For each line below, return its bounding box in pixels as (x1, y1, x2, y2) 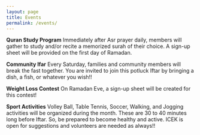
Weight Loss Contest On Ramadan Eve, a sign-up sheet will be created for (6, 85, 191, 92)
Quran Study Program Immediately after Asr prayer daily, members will (6, 37, 182, 44)
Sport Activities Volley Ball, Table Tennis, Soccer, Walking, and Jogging (6, 103, 184, 110)
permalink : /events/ (6, 20, 58, 26)
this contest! (6, 91, 37, 99)
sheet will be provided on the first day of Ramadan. (6, 49, 132, 56)
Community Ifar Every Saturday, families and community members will (6, 61, 181, 68)
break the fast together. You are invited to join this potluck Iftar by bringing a (6, 67, 195, 74)
